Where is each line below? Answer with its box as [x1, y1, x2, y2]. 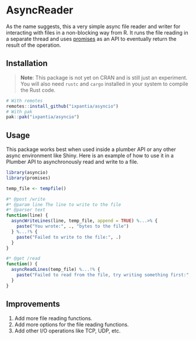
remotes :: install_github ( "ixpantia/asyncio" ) [6, 103, 118, 109]
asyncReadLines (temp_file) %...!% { [11, 267, 100, 273]
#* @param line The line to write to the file [6, 201, 121, 208]
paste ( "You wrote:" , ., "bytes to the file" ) [16, 224, 129, 229]
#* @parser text [6, 207, 45, 213]
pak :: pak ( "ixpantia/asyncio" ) [6, 114, 80, 120]
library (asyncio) [6, 170, 48, 176]
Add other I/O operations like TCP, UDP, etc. [14, 327, 121, 334]
